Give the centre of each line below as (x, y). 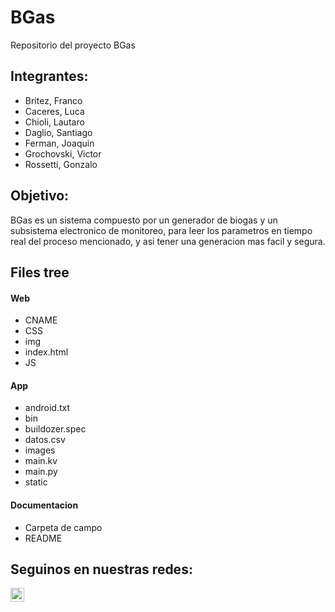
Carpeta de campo (63, 527)
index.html (46, 352)
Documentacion (44, 505)
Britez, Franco (53, 100)
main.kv (41, 461)
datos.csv (45, 440)
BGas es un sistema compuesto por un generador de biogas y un (144, 220)
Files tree (40, 272)
